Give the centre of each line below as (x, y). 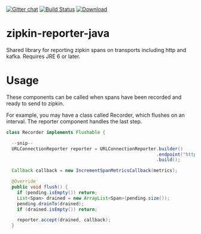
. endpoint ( (170, 154)
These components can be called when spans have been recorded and (94, 97)
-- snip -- (22, 143)
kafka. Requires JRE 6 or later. (43, 56)
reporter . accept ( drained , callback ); (64, 220)
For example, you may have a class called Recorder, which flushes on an (96, 115)
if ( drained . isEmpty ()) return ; (57, 209)
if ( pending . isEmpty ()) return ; (57, 192)
